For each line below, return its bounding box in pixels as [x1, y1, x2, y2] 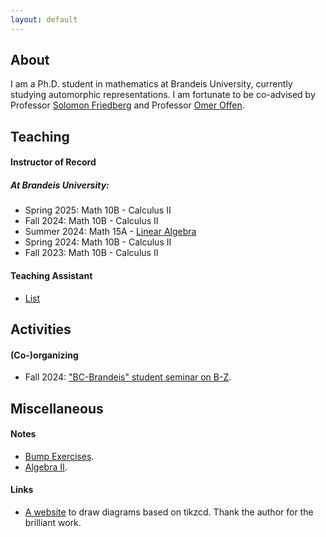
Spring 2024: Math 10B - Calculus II [24, 236, 172, 248]
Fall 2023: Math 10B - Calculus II [24, 247, 159, 259]
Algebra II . [24, 461, 68, 473]
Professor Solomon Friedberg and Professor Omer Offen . [10, 99, 245, 111]
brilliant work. [24, 516, 82, 528]
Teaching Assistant [10, 269, 93, 281]
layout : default [10, 14, 78, 25]
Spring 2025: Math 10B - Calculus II [24, 204, 172, 216]
